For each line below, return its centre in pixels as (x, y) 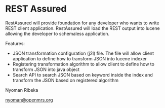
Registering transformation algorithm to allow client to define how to (83, 64)
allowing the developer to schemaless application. (57, 33)
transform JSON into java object (46, 69)
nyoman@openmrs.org (29, 100)
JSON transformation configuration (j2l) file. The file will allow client (83, 53)
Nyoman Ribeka (22, 90)
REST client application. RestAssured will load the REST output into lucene (83, 28)
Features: (15, 43)
